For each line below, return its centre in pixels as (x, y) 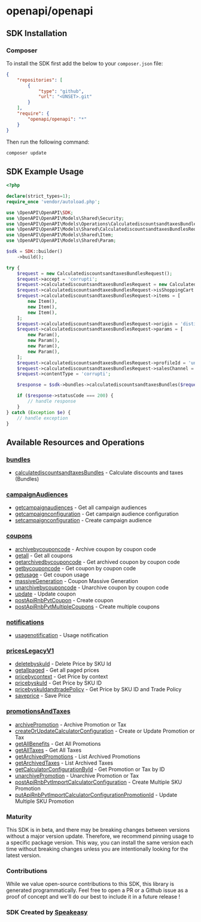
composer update (26, 153)
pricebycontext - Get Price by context (61, 677)
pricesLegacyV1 (30, 650)
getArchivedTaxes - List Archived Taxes (64, 763)
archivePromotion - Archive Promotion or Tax (71, 724)
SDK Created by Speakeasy (47, 912)
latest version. (24, 855)
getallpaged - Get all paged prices (57, 670)
